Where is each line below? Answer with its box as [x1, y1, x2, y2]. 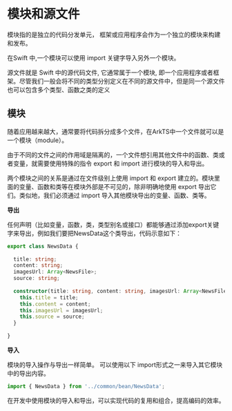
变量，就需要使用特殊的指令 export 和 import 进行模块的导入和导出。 [12, 159, 209, 168]
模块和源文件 [7, 6, 81, 22]
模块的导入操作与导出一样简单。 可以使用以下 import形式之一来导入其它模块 [7, 360, 223, 369]
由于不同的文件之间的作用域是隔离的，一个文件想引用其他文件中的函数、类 [7, 150, 219, 159]
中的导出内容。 [7, 369, 50, 377]
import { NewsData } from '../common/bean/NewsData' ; [7, 383, 166, 390]
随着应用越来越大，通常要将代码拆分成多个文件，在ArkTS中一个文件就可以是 [7, 127, 224, 135]
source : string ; [13, 275, 60, 282]
